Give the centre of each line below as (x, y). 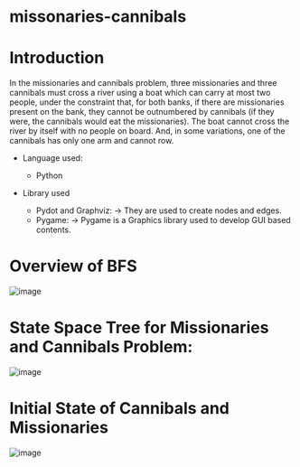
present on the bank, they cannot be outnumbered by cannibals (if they (142, 112)
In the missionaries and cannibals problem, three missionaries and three (143, 83)
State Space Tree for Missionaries (139, 328)
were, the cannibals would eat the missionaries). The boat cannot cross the (150, 121)
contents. (54, 230)
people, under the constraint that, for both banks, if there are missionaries (147, 102)
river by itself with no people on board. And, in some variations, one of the (148, 131)
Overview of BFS (73, 266)
